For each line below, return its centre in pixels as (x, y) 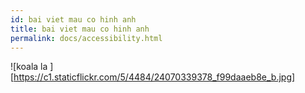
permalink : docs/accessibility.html (86, 38)
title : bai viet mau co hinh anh (80, 29)
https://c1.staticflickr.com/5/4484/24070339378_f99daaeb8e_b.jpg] (154, 77)
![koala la (29, 67)
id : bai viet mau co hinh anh (73, 19)
